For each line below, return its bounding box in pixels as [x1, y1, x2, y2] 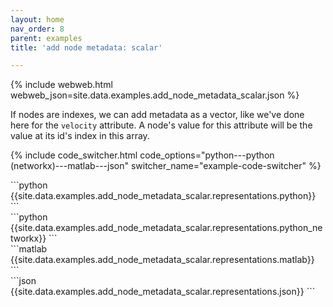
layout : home [10, 14, 65, 25]
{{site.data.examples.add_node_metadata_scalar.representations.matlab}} [10, 254, 315, 266]
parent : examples [10, 33, 83, 43]
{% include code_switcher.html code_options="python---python [10, 149, 275, 161]
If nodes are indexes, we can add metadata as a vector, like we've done [10, 109, 305, 121]
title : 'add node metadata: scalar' [10, 42, 163, 53]
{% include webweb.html [10, 79, 113, 91]
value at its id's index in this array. [10, 130, 150, 142]
